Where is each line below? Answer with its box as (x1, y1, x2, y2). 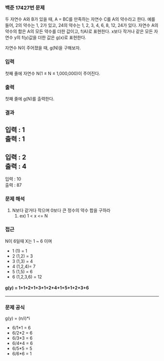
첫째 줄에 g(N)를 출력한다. (5, 96, 55, 101)
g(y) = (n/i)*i (5, 316, 30, 321)
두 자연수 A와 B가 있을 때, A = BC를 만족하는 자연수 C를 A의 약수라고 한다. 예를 (5, 16, 155, 22)
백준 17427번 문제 (5, 4, 45, 11)
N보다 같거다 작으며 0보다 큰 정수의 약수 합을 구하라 (12, 207, 111, 213)
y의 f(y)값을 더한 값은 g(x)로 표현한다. (14, 35, 86, 40)
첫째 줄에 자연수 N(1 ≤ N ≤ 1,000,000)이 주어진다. (5, 70, 101, 76)
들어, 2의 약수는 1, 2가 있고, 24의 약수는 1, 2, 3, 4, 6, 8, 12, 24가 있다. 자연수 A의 (5, 22, 159, 28)
